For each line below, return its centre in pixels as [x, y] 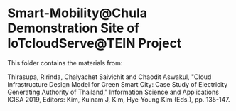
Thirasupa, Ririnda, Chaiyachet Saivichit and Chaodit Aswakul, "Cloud [109, 77]
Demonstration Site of [74, 28]
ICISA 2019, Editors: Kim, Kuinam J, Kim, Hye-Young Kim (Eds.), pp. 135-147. [119, 99]
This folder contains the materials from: [65, 63]
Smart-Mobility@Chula [77, 13]
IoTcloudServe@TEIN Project [95, 43]
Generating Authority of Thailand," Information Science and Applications [113, 92]
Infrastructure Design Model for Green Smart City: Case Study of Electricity [118, 84]
